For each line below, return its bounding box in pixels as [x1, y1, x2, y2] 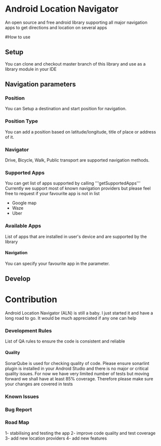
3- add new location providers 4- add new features [5, 435, 107, 441]
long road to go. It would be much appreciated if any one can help [5, 315, 137, 321]
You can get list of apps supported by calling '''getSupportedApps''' [5, 181, 141, 186]
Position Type [5, 118, 38, 125]
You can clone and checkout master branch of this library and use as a [5, 61, 146, 66]
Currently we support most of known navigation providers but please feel [5, 185, 151, 191]
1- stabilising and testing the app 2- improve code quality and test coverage [5, 430, 156, 436]
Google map [12, 200, 37, 206]
